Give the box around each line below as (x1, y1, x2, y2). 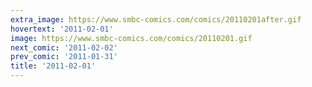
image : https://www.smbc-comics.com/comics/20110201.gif (10, 33, 253, 43)
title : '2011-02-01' (10, 61, 97, 71)
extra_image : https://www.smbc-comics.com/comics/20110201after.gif (10, 14, 302, 25)
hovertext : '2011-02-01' (10, 24, 114, 34)
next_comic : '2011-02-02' (10, 42, 118, 53)
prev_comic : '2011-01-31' (10, 52, 118, 62)
